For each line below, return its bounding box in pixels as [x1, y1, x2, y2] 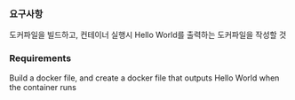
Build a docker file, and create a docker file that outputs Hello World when [9, 73, 280, 83]
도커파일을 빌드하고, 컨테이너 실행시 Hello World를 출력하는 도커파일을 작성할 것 [9, 29, 287, 41]
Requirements [9, 52, 72, 65]
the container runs [9, 81, 77, 92]
